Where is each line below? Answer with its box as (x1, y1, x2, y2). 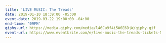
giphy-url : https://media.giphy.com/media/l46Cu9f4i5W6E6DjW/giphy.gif (5, 26, 156, 31)
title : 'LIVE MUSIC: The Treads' (5, 7, 74, 12)
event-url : (5, 30, 28, 35)
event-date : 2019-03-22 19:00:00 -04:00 (5, 16, 90, 21)
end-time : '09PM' (5, 21, 41, 26)
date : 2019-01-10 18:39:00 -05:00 (5, 12, 77, 17)
